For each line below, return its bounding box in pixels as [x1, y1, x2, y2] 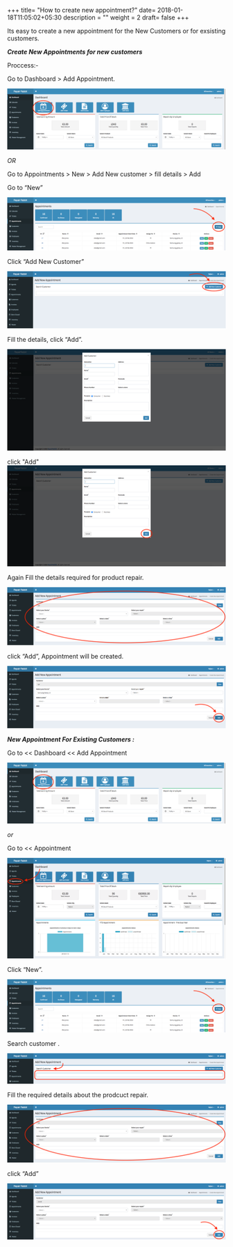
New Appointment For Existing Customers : [7, 735, 135, 744]
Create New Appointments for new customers [7, 48, 143, 56]
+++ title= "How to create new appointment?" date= [7, 6, 156, 14]
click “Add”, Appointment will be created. [7, 652, 124, 660]
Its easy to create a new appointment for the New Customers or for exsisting [7, 27, 226, 35]
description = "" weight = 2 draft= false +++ [63, 13, 189, 22]
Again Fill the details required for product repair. [7, 574, 144, 581]
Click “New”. [7, 965, 43, 973]
